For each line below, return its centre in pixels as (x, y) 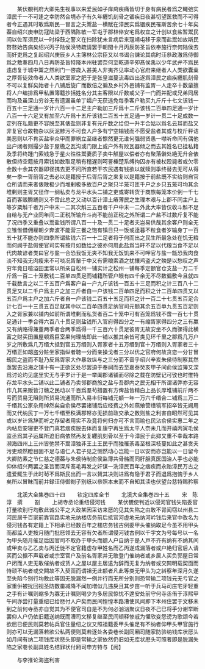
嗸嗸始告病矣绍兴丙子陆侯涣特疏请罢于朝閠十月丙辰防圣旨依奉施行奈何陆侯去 (103, 47)
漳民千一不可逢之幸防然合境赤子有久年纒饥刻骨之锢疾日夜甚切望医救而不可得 (103, 16)
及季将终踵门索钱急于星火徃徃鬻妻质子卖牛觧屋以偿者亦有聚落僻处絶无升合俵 (103, 154)
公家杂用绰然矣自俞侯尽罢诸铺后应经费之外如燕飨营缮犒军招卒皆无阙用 (110, 405)
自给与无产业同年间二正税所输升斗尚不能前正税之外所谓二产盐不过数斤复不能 (103, 215)
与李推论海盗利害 (38, 660)
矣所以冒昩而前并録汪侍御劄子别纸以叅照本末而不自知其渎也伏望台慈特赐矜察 (103, 481)
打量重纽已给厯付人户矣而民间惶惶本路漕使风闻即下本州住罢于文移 (110, 601)
